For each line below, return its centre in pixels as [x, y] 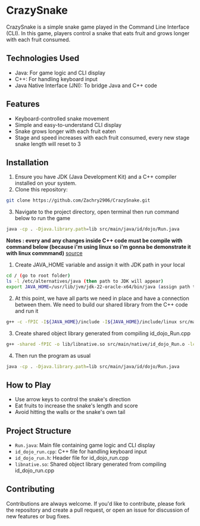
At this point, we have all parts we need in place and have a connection [102, 298]
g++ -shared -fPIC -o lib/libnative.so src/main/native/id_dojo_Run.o [96, 344]
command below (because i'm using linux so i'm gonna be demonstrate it [99, 247]
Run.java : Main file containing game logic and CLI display [85, 445]
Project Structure [39, 431]
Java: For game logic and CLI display [60, 73]
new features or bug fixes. [38, 516]
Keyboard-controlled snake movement [62, 118]
